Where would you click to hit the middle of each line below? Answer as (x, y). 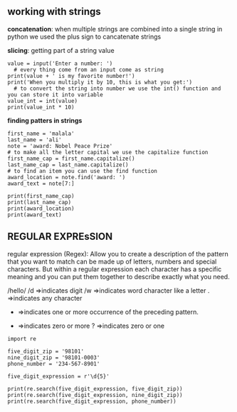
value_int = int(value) (43, 101)
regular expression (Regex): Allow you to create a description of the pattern (118, 253)
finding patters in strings (45, 120)
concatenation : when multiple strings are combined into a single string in (115, 29)
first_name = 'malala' (41, 134)
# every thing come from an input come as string (89, 70)
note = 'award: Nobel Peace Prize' (60, 146)
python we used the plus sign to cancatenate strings (84, 36)
